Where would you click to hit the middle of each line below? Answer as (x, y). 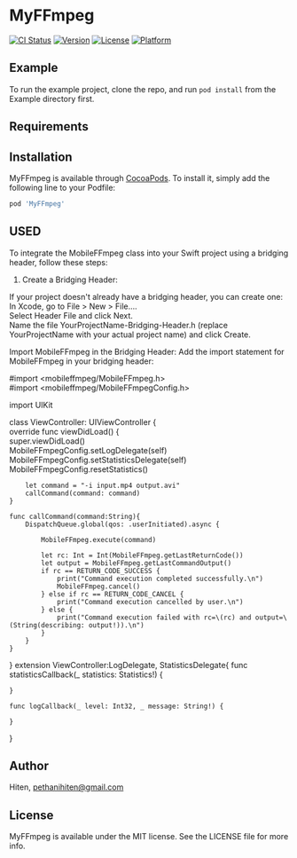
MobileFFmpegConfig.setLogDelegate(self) (88, 450)
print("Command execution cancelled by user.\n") (150, 602)
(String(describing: (47, 625)
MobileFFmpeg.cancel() (98, 586)
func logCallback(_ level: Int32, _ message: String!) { (117, 706)
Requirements (49, 126)
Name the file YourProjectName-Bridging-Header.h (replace (119, 325)
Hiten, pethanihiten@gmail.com (66, 787)
